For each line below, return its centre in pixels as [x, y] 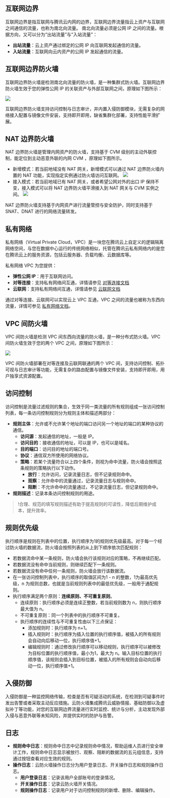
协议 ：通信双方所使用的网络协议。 [56, 455]
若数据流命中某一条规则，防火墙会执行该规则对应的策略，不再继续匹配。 [88, 558]
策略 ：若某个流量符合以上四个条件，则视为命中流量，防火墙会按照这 [91, 461]
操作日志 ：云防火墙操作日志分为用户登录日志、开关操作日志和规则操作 [86, 765]
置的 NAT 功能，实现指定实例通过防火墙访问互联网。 [67, 175]
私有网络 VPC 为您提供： [31, 266]
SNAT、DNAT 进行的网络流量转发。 [42, 212]
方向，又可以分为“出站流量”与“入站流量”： [53, 34]
